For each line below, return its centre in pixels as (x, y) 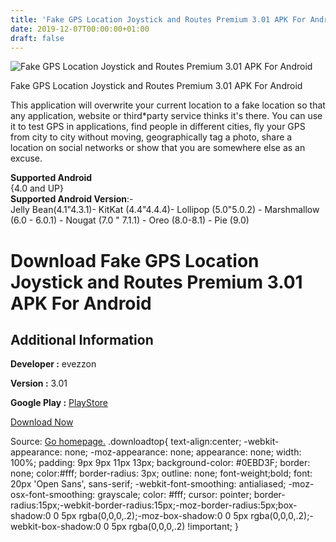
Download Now (42, 422)
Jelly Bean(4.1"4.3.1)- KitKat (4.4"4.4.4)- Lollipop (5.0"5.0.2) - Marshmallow (165, 210)
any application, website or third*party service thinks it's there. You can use (166, 116)
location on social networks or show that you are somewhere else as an (158, 148)
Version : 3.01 (39, 383)
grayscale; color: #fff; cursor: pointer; (174, 495)
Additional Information (82, 339)
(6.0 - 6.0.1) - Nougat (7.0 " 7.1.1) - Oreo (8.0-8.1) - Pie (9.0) (130, 220)
